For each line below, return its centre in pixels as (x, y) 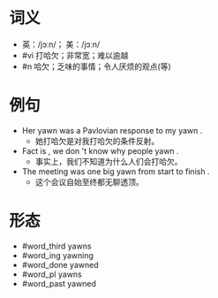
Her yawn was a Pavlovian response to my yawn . (112, 130)
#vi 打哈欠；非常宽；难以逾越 (75, 55)
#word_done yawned (60, 264)
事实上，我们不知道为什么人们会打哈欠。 (109, 161)
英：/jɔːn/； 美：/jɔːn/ (60, 44)
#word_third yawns (56, 246)
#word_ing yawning (58, 255)
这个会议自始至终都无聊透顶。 (89, 181)
